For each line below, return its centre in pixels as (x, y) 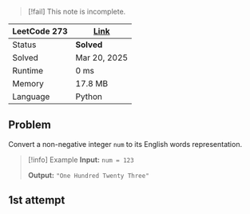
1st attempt (37, 200)
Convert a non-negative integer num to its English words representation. (125, 144)
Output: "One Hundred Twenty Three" (88, 175)
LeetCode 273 (40, 31)
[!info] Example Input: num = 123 (81, 160)
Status (24, 45)
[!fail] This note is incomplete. (77, 12)
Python (89, 97)
